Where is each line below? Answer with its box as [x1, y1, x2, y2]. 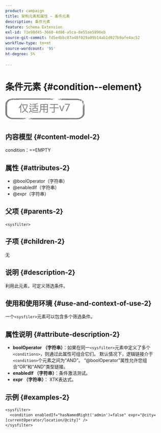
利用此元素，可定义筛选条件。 [5, 283, 68, 289]
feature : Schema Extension [5, 25, 63, 30]
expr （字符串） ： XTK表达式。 [12, 376, 76, 383]
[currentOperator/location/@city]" [5, 417, 81, 423]
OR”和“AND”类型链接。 [19, 363, 68, 370]
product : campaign [5, 8, 44, 13]
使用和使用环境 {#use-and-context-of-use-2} [5, 299, 152, 308]
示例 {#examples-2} [5, 393, 70, 401]
